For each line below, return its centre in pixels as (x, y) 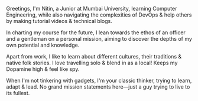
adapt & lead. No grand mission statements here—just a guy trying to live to (98, 87)
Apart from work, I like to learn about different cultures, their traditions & (94, 56)
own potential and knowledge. (43, 45)
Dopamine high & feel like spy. (43, 69)
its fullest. (18, 93)
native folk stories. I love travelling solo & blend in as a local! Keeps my (92, 63)
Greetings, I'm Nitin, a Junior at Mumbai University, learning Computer (92, 9)
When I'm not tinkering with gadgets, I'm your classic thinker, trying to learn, (99, 80)
